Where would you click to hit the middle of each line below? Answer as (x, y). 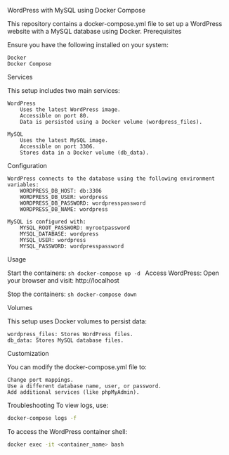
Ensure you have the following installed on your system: (88, 45)
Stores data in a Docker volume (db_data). (85, 153)
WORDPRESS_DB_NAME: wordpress (64, 210)
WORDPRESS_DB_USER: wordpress (64, 197)
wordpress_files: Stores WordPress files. (70, 334)
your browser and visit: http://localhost (63, 280)
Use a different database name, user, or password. (84, 386)
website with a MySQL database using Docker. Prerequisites (94, 31)
